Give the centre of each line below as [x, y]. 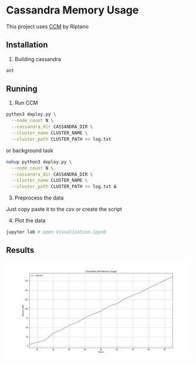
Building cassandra [38, 59]
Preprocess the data [39, 198]
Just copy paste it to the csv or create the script [64, 209]
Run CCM [26, 103]
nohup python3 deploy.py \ [39, 162]
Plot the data [30, 221]
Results [20, 250]
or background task [30, 150]
